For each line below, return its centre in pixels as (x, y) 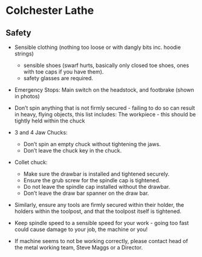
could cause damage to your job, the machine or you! (81, 229)
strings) (24, 54)
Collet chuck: (31, 162)
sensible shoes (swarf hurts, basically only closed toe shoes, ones (106, 65)
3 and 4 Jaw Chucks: (41, 132)
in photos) (27, 96)
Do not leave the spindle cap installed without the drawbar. (97, 187)
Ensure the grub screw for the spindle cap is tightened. (92, 180)
